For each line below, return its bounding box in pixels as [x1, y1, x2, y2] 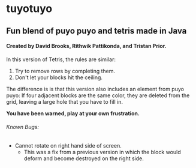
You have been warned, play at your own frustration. [6, 110, 140, 117]
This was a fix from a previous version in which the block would [23, 148, 181, 155]
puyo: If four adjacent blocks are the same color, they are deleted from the [6, 92, 190, 99]
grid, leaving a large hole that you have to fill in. [6, 98, 123, 105]
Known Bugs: [6, 124, 39, 131]
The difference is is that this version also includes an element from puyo [6, 85, 185, 92]
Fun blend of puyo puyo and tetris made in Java [6, 26, 187, 36]
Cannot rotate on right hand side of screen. [14, 142, 122, 149]
